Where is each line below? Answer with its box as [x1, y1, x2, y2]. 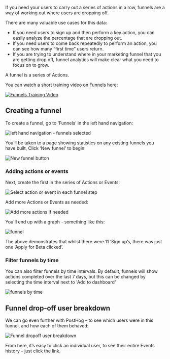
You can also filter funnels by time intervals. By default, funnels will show [5, 268, 158, 274]
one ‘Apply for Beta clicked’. [5, 244, 63, 250]
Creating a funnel [5, 107, 62, 115]
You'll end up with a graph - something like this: [5, 219, 105, 225]
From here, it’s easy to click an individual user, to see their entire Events [5, 343, 155, 349]
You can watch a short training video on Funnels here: [5, 82, 118, 88]
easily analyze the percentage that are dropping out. [12, 35, 123, 41]
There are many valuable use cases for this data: [5, 20, 108, 25]
